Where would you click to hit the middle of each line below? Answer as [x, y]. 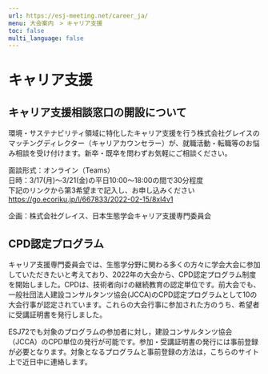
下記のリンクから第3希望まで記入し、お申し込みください [102, 190]
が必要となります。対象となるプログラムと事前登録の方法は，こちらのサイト [134, 352]
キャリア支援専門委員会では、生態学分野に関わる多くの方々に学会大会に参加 [134, 265]
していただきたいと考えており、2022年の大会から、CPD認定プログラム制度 [132, 274]
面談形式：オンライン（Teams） [61, 170]
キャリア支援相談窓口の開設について [98, 112]
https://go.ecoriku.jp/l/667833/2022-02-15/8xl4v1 [91, 199]
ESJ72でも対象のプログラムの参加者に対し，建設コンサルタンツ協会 [120, 332]
